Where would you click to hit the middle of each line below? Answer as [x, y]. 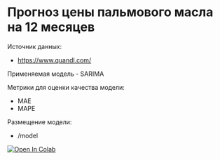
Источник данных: [35, 46]
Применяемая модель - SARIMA [56, 74]
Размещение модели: [40, 122]
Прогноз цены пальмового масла [110, 12]
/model [28, 135]
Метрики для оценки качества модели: [66, 87]
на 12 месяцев [51, 27]
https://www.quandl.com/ [54, 60]
